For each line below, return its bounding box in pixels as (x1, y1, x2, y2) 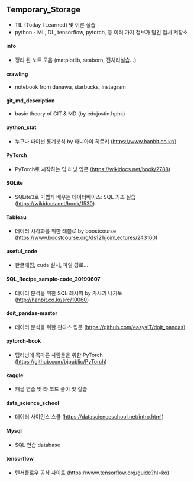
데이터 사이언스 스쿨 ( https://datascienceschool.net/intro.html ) (14, 413, 164, 420)
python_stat (6, 124, 37, 131)
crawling (6, 70, 28, 78)
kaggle (6, 371, 24, 378)
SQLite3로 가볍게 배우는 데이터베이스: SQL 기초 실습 (14, 194, 136, 201)
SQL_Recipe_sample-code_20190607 (6, 275, 101, 283)
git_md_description (6, 97, 55, 104)
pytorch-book (6, 338, 41, 345)
